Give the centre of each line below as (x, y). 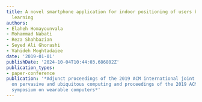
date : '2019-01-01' (31, 56)
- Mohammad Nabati (29, 34)
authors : (17, 23)
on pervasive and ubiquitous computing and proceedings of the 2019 (99, 85)
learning (23, 17)
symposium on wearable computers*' (56, 90)
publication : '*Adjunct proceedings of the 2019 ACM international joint (101, 79)
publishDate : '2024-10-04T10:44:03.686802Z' (63, 62)
